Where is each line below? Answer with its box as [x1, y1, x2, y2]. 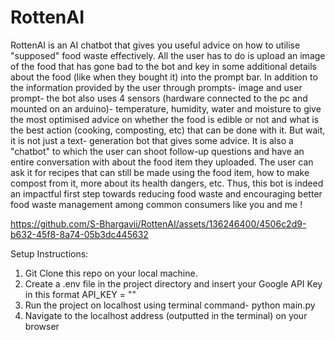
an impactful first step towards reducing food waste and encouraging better [10, 187, 323, 200]
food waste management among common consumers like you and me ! [10, 198, 303, 210]
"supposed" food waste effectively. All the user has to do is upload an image [10, 49, 326, 61]
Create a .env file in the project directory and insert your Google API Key [24, 277, 323, 290]
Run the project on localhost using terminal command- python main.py [24, 299, 316, 311]
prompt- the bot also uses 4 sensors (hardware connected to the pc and [10, 92, 308, 104]
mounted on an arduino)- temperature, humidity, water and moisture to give [10, 102, 322, 115]
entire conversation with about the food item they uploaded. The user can [10, 156, 314, 168]
